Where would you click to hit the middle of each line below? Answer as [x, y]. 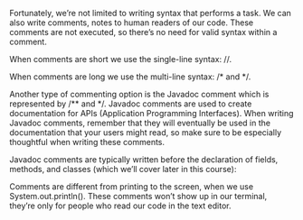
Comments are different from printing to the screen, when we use [132, 187]
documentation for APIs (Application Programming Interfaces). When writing [151, 113]
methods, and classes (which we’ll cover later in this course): [123, 169]
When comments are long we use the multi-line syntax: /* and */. [130, 77]
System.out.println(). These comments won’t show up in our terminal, [138, 196]
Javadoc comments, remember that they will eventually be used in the [140, 123]
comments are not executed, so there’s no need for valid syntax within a [143, 32]
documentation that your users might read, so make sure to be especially [146, 133]
